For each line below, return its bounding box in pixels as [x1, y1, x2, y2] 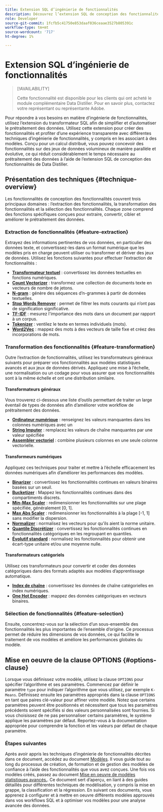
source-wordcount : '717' [5, 30, 55, 34]
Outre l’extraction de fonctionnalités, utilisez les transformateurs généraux [5, 355, 153, 361]
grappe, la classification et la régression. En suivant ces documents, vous [5, 787, 152, 793]
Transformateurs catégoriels [5, 552, 65, 558]
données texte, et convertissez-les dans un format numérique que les [5, 245, 145, 250]
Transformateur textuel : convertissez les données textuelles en [12, 269, 142, 275]
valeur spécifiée [12, 432, 45, 438]
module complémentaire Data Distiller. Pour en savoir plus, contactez [16, 100, 155, 106]
